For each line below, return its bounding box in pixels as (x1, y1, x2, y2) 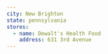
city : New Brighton (6, 10, 64, 18)
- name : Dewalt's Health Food (13, 29, 101, 37)
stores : (6, 23, 29, 30)
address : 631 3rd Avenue (19, 36, 92, 43)
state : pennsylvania (6, 17, 67, 24)
